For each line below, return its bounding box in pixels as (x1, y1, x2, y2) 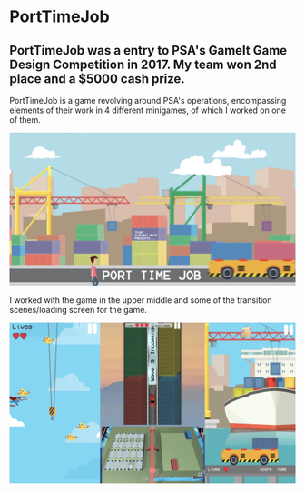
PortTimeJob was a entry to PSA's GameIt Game (9, 43, 288, 58)
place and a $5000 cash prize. (9, 71, 186, 86)
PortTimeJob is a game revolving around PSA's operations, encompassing (9, 96, 287, 106)
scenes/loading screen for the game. (9, 304, 148, 315)
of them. (9, 115, 41, 125)
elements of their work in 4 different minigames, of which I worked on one (9, 105, 286, 116)
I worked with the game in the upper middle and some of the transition (9, 294, 272, 306)
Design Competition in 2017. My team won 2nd (9, 56, 277, 72)
